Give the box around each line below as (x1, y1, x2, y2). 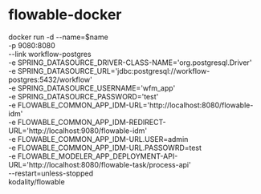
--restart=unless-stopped (8, 168, 94, 178)
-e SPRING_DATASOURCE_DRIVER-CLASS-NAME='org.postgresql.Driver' (8, 58, 252, 67)
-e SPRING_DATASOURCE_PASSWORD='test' (8, 91, 159, 101)
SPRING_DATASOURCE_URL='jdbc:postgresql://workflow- (17, 66, 210, 75)
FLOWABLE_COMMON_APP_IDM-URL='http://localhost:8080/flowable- (17, 100, 254, 110)
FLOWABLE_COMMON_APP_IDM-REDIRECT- (17, 117, 166, 127)
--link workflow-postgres (8, 49, 92, 59)
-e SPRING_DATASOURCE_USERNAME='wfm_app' (8, 83, 176, 93)
